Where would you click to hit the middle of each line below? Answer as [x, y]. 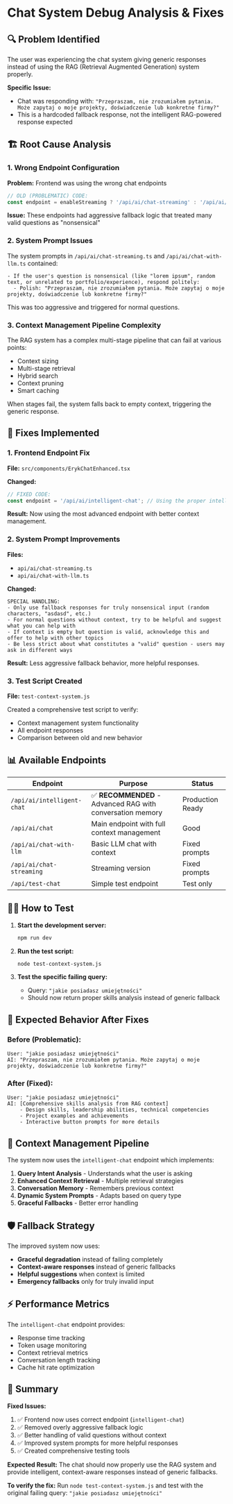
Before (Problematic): [44, 1039]
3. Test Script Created [45, 680]
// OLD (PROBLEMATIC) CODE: [48, 196]
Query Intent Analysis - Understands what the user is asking [105, 1173]
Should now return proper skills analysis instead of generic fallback [124, 998]
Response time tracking [51, 1337]
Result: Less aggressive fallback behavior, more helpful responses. [103, 663]
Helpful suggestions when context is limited [81, 1274]
